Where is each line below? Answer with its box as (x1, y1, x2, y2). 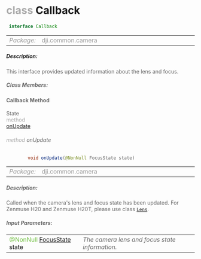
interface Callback (8, 23, 58, 29)
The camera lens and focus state (83, 236, 176, 244)
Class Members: (6, 81, 48, 89)
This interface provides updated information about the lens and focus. (6, 68, 179, 75)
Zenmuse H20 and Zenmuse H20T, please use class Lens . (6, 206, 150, 213)
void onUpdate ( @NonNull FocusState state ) (28, 155, 135, 161)
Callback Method (6, 96, 50, 103)
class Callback (6, 4, 81, 17)
